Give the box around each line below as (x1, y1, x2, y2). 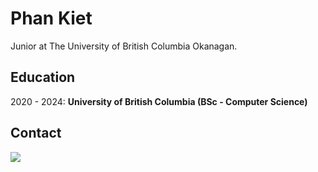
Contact (10, 125, 62, 142)
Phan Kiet (10, 7, 93, 30)
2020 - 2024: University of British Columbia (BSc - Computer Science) (10, 95, 308, 107)
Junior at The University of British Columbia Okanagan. (10, 40, 238, 52)
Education (10, 69, 76, 86)
